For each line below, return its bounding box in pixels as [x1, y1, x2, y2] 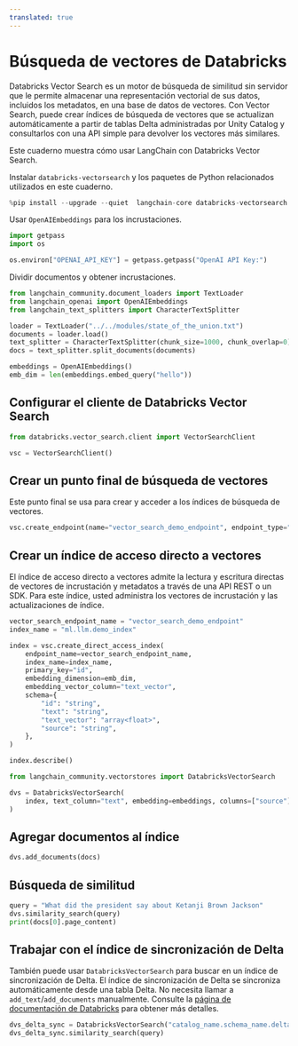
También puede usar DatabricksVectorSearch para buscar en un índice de [9, 965, 278, 977]
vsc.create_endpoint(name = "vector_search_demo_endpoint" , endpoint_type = [9, 523, 288, 533]
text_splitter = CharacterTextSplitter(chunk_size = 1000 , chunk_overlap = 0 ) [9, 338, 292, 347]
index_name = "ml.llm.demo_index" [9, 625, 137, 634]
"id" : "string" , [41, 699, 101, 708]
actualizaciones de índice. [9, 600, 105, 610]
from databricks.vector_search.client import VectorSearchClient [9, 432, 255, 441]
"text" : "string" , [41, 707, 109, 716]
